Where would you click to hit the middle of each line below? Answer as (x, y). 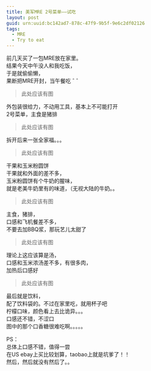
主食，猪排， (22, 214)
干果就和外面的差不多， (35, 173)
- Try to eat (28, 40)
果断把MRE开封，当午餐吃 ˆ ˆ (42, 81)
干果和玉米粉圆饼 (28, 165)
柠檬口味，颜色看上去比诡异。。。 (46, 311)
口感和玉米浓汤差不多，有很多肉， (49, 262)
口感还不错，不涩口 (30, 319)
